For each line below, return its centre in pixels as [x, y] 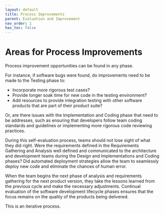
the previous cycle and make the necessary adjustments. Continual [73, 187]
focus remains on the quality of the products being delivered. [67, 197]
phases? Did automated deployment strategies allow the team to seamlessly [82, 161]
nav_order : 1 [18, 23]
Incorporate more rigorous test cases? [51, 90]
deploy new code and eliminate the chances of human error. [66, 166]
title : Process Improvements [35, 14]
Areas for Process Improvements [74, 52]
